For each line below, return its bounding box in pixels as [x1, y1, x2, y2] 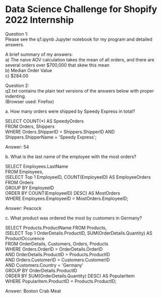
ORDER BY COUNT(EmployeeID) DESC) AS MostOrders [5, 190, 120, 196]
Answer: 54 [5, 143, 29, 150]
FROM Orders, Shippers [5, 123, 55, 129]
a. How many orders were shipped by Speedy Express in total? [5, 108, 135, 114]
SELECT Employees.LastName [5, 163, 68, 169]
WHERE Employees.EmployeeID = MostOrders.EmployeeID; [5, 195, 128, 201]
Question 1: [5, 31, 29, 37]
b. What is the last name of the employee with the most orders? [5, 154, 137, 160]
